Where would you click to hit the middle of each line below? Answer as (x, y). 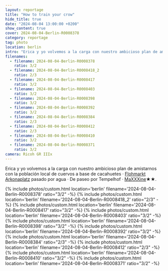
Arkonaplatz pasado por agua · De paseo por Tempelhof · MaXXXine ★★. (81, 179)
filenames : (16, 56)
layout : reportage (24, 10)
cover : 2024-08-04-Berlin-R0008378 (42, 33)
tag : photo (16, 43)
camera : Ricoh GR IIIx (29, 154)
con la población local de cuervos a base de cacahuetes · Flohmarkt (75, 174)
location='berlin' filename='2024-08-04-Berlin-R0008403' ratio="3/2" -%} (83, 215)
